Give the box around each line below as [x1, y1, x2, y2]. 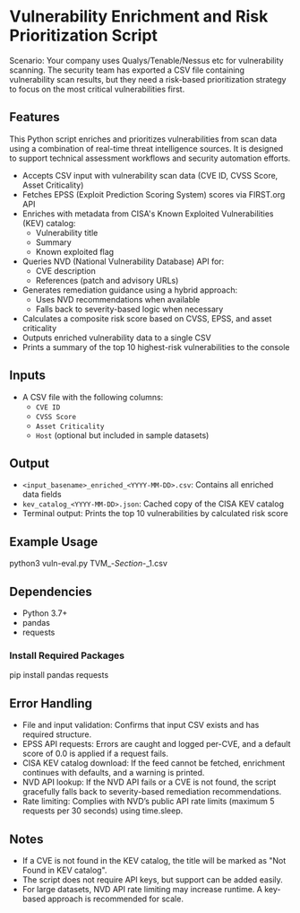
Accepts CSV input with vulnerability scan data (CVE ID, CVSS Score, [21, 170, 279, 180]
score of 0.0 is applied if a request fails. [21, 748, 168, 759]
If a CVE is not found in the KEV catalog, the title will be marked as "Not [21, 855, 287, 865]
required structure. [21, 729, 92, 740]
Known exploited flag [35, 246, 115, 257]
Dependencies [9, 584, 92, 599]
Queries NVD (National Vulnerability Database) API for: [21, 256, 225, 267]
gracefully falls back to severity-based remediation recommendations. [21, 786, 282, 797]
